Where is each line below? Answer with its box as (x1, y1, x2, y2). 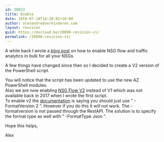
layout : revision (5, 25, 41, 30)
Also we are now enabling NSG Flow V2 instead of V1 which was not (5, 87, 143, 93)
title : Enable (5, 12, 34, 17)
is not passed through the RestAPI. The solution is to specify (34, 108, 157, 114)
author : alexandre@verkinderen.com (5, 20, 78, 26)
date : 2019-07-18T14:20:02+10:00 (5, 16, 73, 21)
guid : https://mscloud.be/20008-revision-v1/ (5, 30, 99, 35)
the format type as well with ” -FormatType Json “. (5, 113, 107, 119)
